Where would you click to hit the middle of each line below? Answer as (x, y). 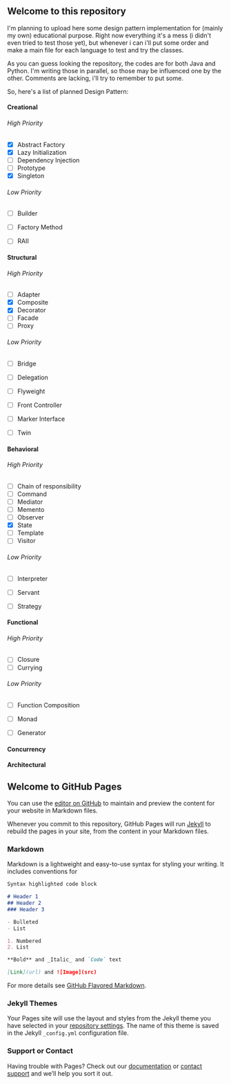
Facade (28, 318)
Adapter (29, 295)
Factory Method (40, 227)
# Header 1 (23, 897)
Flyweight (31, 391)
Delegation (32, 377)
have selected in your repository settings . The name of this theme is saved (113, 1026)
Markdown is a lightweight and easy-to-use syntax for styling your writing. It (115, 864)
